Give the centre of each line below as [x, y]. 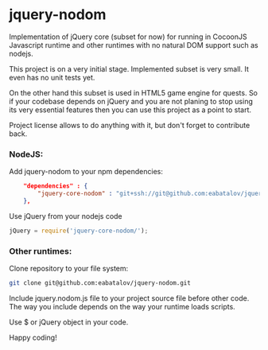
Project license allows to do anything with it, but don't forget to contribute [130, 125]
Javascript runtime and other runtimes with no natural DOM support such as [134, 45]
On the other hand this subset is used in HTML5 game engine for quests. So [133, 92]
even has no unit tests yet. [52, 77]
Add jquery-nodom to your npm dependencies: [86, 172]
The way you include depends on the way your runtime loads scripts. [122, 306]
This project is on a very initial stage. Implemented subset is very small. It [129, 68]
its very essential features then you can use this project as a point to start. [130, 110]
